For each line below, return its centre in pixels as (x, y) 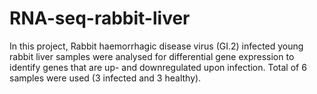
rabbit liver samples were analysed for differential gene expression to (152, 56)
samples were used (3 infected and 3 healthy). (105, 78)
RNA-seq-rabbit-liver (100, 18)
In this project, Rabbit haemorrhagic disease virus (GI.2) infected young (156, 46)
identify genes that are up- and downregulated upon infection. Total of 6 (158, 67)
